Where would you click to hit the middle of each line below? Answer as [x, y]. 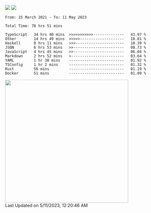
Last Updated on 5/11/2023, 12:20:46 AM [46, 205]
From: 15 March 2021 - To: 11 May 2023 [46, 17]
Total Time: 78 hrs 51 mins [34, 26]
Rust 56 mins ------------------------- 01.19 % [76, 69]
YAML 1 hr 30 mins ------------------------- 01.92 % [76, 61]
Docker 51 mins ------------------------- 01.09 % [76, 73]
